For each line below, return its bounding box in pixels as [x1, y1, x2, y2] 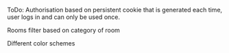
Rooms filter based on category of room [7, 26, 120, 34]
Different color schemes [7, 39, 75, 47]
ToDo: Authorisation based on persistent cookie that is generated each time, [7, 6, 223, 14]
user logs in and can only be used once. [7, 13, 120, 21]
